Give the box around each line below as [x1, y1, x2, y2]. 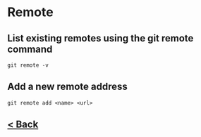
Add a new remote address [7, 81, 128, 93]
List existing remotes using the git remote [7, 32, 194, 44]
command [7, 43, 53, 55]
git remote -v [7, 62, 49, 69]
